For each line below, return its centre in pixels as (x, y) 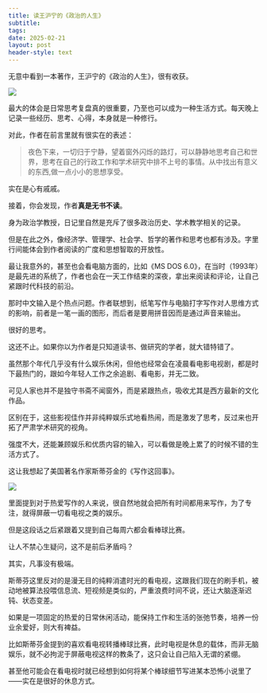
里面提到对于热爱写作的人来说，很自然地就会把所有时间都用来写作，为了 (126, 503)
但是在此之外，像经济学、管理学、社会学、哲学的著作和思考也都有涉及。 (126, 239)
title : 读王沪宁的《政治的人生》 (56, 16)
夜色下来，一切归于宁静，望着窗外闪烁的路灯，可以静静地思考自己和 (139, 152)
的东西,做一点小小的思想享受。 (77, 171)
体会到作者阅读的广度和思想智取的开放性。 (99, 249)
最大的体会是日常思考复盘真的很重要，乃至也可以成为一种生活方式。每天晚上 (133, 108)
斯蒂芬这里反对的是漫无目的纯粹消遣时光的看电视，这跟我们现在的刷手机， (130, 580)
